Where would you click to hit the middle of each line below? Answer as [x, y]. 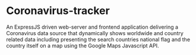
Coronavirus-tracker [58, 11]
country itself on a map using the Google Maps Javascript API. [83, 46]
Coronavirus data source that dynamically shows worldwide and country [95, 33]
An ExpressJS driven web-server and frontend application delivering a [92, 27]
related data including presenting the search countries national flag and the [98, 39]
